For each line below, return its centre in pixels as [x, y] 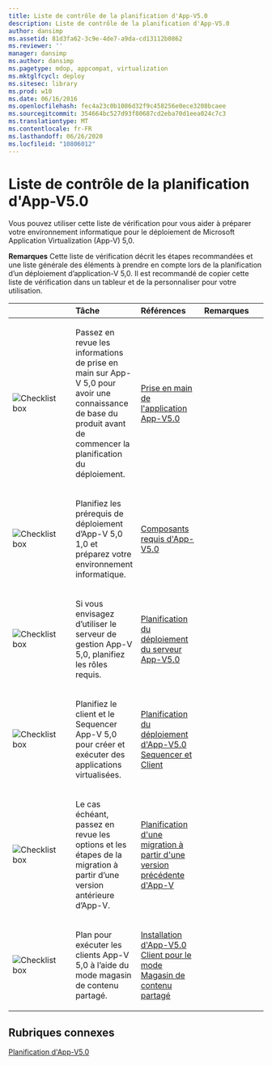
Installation [161, 935]
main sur [92, 373]
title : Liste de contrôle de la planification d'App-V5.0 [108, 16]
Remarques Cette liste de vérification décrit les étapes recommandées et [131, 257]
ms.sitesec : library [43, 83]
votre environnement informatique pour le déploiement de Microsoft [121, 232]
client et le [95, 714]
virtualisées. [98, 775]
